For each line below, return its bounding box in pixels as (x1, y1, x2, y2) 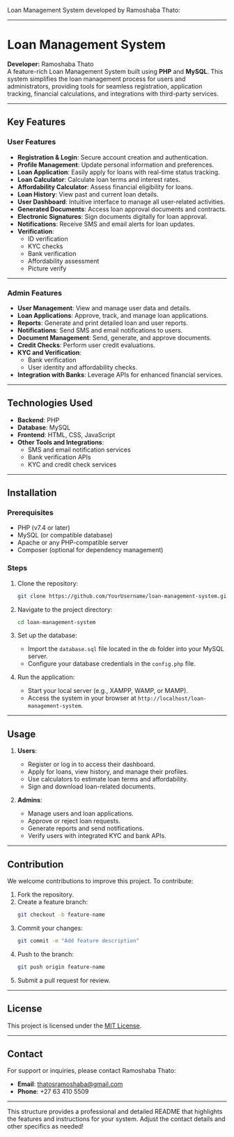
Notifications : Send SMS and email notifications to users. (17, 326, 183, 334)
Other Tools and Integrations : (17, 438, 104, 446)
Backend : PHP (17, 415, 60, 424)
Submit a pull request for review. (17, 976, 111, 984)
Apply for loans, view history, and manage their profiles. (27, 768, 189, 776)
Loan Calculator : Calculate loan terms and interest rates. (17, 175, 181, 183)
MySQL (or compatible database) (17, 531, 113, 540)
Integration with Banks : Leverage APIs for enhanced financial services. (17, 370, 224, 379)
